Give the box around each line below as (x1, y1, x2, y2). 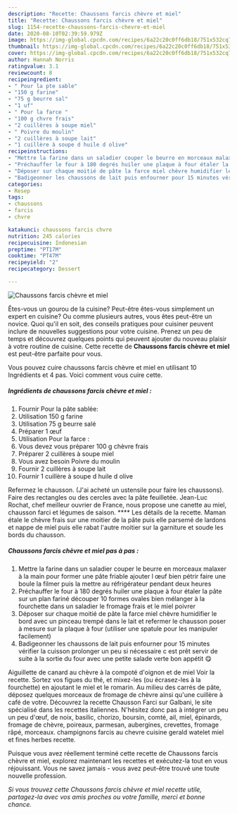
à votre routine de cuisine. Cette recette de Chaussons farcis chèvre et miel (8, 342, 230, 350)
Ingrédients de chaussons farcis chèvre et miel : (8, 387, 152, 395)
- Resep (8, 187, 31, 195)
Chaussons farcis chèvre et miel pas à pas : (8, 547, 139, 555)
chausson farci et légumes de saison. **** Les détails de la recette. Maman (8, 508, 226, 517)
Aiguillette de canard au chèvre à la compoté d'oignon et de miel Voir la (8, 667, 215, 677)
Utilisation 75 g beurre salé (18, 419, 96, 428)
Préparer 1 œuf (18, 427, 63, 436)
